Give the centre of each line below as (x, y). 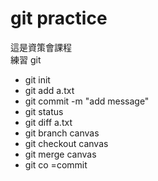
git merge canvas (60, 154)
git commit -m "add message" (87, 101)
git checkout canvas (66, 143)
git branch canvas (62, 133)
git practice (59, 18)
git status (44, 111)
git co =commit (56, 164)
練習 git (26, 59)
